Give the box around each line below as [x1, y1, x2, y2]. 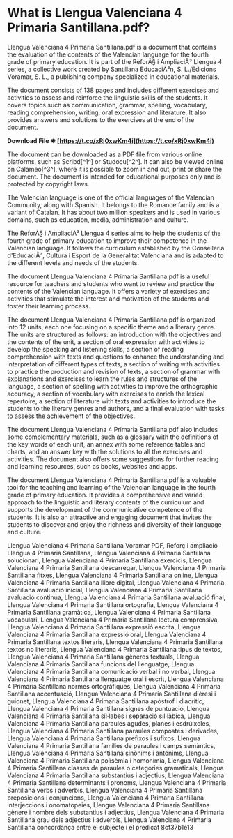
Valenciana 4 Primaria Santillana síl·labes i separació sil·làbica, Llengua [7, 712, 211, 720]
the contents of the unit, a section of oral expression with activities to [7, 337, 205, 346]
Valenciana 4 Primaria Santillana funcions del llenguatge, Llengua [7, 659, 195, 668]
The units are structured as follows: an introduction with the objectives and [7, 330, 222, 338]
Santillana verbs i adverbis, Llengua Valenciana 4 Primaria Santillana [7, 786, 203, 794]
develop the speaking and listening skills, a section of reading [7, 345, 184, 353]
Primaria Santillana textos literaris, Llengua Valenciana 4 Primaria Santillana [7, 637, 223, 646]
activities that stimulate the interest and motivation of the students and [7, 294, 209, 303]
